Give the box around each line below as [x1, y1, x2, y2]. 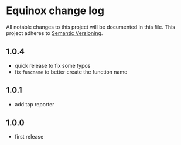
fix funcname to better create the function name [14, 68, 128, 75]
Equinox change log [6, 4, 104, 18]
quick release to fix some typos [14, 62, 91, 69]
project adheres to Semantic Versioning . [6, 29, 103, 36]
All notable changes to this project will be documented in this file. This [6, 23, 176, 30]
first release [14, 133, 44, 140]
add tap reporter [14, 101, 54, 108]
